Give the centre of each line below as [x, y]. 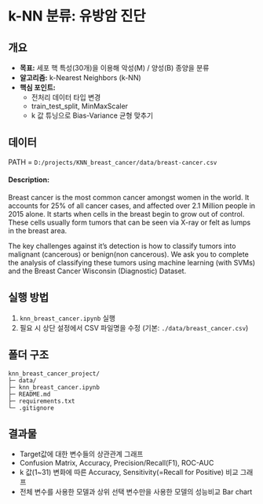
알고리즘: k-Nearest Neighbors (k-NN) [80, 78]
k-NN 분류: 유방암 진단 [77, 16]
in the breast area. [38, 231]
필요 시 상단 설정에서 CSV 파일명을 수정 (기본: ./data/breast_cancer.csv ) [134, 327]
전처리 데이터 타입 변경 [66, 97]
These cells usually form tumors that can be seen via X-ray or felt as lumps [130, 223]
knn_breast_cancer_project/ [54, 374]
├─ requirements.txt [42, 401]
